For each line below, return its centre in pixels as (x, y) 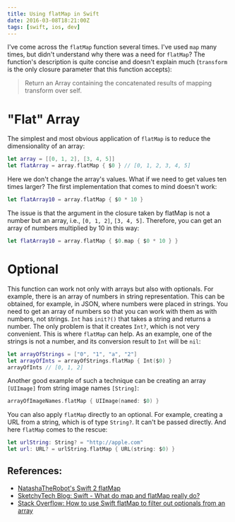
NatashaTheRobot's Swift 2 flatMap (69, 488)
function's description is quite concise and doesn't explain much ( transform (117, 62)
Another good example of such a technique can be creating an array (107, 381)
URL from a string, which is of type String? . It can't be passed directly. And (117, 422)
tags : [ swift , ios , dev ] (44, 27)
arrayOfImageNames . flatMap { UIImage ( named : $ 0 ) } (83, 401)
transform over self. (53, 91)
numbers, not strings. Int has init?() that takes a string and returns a (109, 319)
